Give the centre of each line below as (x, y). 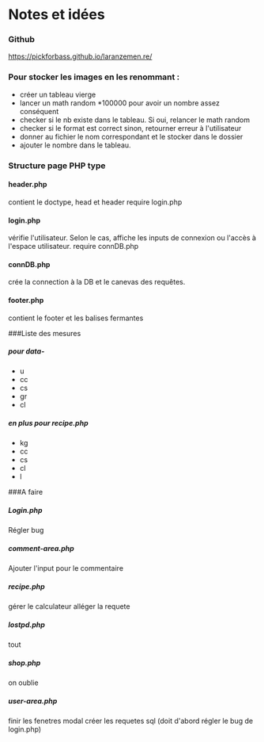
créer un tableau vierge (58, 94)
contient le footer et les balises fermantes (76, 318)
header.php (28, 185)
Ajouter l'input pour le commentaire (66, 568)
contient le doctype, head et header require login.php (95, 202)
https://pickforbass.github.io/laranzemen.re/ (80, 56)
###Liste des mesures (45, 333)
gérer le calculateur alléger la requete (69, 606)
